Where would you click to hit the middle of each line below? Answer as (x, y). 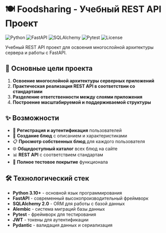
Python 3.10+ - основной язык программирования (67, 193)
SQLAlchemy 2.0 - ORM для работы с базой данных (69, 204)
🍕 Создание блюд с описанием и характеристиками (70, 135)
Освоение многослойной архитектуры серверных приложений (83, 80)
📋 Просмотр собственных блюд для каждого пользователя (79, 141)
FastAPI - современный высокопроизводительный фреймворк (80, 198)
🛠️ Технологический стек (47, 178)
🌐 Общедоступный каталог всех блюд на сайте (65, 149)
